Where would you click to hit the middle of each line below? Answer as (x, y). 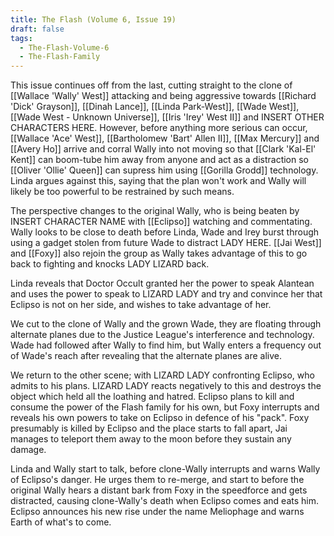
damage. (28, 450)
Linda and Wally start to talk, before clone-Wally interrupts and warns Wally (165, 469)
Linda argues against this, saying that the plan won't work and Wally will (158, 181)
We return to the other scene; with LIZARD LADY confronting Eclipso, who (162, 375)
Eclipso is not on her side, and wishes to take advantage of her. (141, 305)
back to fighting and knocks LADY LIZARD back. (110, 264)
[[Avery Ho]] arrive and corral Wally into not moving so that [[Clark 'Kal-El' (163, 149)
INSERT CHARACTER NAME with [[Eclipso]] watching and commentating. (161, 222)
